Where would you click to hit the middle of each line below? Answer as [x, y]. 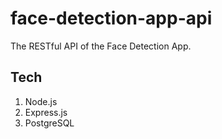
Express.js [46, 112]
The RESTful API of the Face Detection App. [101, 46]
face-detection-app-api [111, 18]
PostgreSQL [49, 123]
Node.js [41, 101]
